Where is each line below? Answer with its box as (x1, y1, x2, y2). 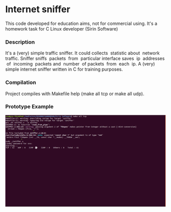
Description (5, 38, 35, 45)
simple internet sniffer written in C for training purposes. (5, 66, 123, 72)
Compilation (5, 79, 37, 86)
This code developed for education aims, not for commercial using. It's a (5, 20, 158, 26)
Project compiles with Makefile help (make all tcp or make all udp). (5, 90, 145, 97)
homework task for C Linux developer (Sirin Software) (5, 25, 118, 32)
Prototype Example (5, 103, 54, 110)
